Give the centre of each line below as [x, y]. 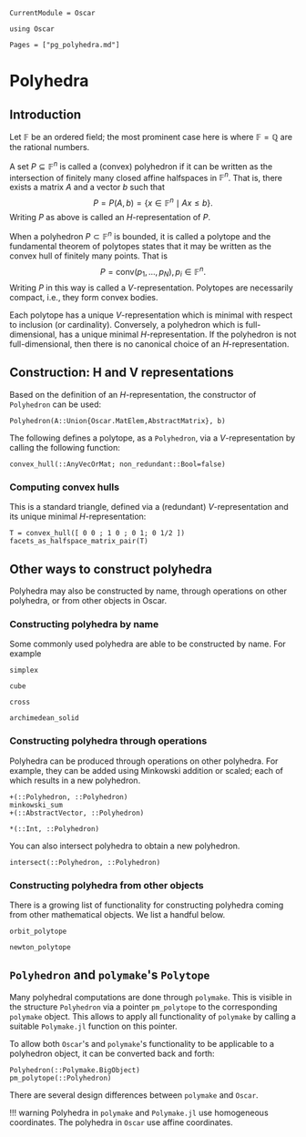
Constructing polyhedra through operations [108, 741]
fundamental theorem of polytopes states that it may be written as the [140, 246]
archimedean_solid [44, 718]
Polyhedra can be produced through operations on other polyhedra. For [144, 761]
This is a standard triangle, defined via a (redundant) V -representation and [149, 507]
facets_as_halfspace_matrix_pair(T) [79, 542]
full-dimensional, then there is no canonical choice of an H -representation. [149, 344]
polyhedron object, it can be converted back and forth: [112, 1053]
